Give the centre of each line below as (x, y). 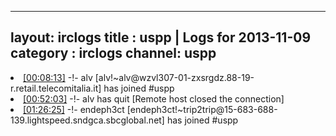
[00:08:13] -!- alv (58, 77)
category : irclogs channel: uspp (113, 53)
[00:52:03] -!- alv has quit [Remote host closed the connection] (154, 98)
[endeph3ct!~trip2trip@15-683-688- (202, 109)
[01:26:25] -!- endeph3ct (74, 109)
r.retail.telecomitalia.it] (56, 88)
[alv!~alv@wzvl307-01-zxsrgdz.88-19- (174, 77)
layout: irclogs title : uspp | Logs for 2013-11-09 (161, 37)
